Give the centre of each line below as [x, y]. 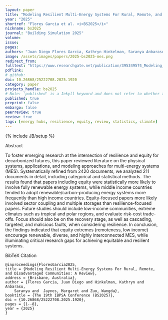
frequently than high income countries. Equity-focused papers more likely [81, 198]
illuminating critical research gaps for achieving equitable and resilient [77, 240]
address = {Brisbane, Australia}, [41, 278]
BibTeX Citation [21, 255]
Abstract [14, 145]
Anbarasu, [15, 286]
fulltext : [15, 66]
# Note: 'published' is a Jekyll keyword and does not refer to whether [82, 94]
